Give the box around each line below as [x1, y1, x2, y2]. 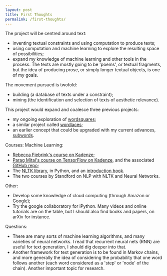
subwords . [12, 132, 34, 139]
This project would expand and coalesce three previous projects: [5, 106, 139, 113]
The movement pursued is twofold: [5, 82, 77, 88]
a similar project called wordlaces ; [12, 121, 83, 128]
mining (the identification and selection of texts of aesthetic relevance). [12, 97, 159, 103]
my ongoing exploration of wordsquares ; [12, 116, 96, 122]
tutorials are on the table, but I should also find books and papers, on [12, 209, 155, 215]
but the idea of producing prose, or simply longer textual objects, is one [12, 67, 160, 73]
